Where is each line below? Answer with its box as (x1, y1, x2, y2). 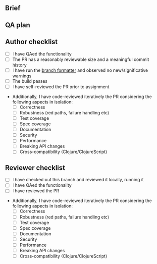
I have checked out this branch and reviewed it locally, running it (12, 177, 144, 183)
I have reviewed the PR (12, 188, 59, 194)
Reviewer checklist (5, 163, 65, 172)
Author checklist (5, 38, 58, 46)
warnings (12, 73, 32, 79)
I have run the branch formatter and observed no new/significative (12, 67, 148, 73)
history (12, 62, 27, 68)
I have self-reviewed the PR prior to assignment (12, 84, 110, 90)
